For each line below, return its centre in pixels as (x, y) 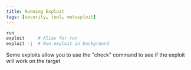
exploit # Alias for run (42, 38)
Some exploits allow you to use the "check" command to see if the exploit (95, 55)
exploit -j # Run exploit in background (58, 44)
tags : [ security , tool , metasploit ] (51, 17)
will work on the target (33, 61)
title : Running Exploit (35, 11)
